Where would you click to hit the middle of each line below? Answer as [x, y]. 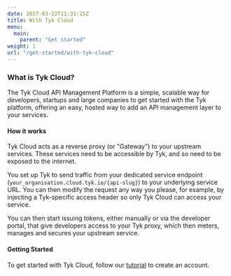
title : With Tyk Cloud [40, 20]
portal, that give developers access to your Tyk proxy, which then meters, [113, 226]
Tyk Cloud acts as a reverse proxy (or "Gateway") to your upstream [104, 146]
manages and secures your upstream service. [73, 233]
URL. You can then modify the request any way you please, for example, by [116, 190]
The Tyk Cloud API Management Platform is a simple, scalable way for [108, 92]
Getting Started [30, 249]
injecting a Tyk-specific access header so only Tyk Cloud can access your [114, 198]
